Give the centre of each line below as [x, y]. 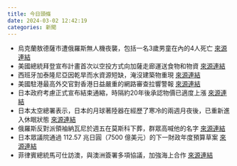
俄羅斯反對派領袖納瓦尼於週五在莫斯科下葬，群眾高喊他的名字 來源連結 [121, 128]
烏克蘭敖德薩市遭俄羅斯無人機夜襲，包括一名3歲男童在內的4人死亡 [115, 48]
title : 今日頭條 [29, 14]
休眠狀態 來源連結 [50, 120]
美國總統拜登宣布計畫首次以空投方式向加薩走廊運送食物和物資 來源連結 [121, 66]
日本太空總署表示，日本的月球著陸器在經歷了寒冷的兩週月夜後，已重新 [121, 110]
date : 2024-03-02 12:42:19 [47, 21]
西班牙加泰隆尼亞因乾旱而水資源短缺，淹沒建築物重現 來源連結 [109, 75]
